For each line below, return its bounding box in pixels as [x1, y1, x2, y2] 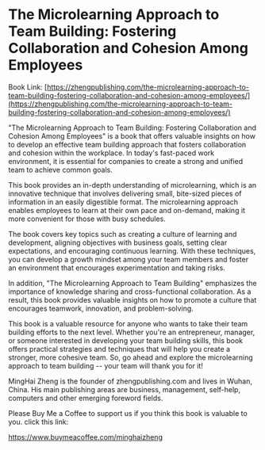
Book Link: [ [8, 82, 48, 92]
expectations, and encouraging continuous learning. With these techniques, [8, 246, 256, 255]
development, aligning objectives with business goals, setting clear [8, 238, 228, 247]
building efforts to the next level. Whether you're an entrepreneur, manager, [8, 327, 255, 337]
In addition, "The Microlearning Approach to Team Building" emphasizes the [8, 278, 257, 288]
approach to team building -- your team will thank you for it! [8, 360, 204, 370]
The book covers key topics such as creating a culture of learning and [8, 229, 237, 238]
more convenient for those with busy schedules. [8, 214, 167, 223]
